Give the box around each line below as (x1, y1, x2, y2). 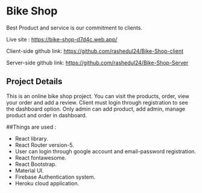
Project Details (6, 76, 63, 87)
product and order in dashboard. (6, 111, 87, 118)
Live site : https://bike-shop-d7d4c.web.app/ (6, 35, 118, 43)
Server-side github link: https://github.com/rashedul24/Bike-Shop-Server (6, 59, 189, 66)
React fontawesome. (14, 154, 66, 161)
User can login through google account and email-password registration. (14, 147, 196, 155)
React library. (14, 135, 48, 142)
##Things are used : (6, 123, 56, 130)
